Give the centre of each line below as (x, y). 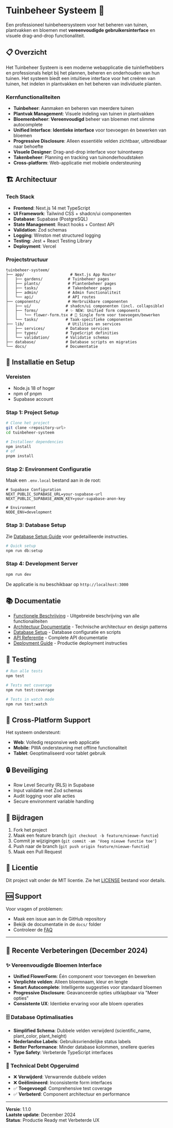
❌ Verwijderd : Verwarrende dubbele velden (60, 1077)
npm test (15, 676)
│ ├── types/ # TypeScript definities (62, 333)
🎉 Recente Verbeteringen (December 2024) (77, 951)
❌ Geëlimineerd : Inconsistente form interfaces (63, 1082)
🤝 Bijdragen (25, 817)
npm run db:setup (24, 551)
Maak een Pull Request (37, 852)
